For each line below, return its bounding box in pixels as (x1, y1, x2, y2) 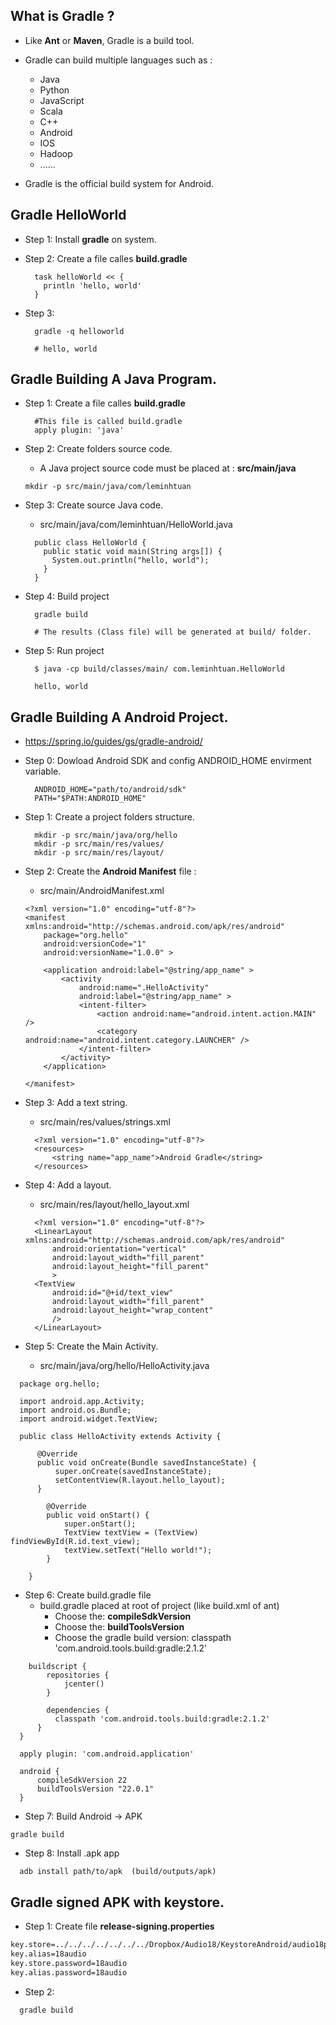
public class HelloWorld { (34, 538, 147, 548)
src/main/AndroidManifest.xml (39, 885, 165, 897)
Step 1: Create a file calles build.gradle (24, 397, 186, 409)
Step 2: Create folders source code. (24, 443, 173, 455)
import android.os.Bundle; (19, 1405, 132, 1416)
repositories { (46, 1670, 110, 1681)
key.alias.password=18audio (10, 1967, 128, 1978)
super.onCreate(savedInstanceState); (54, 1467, 213, 1477)
